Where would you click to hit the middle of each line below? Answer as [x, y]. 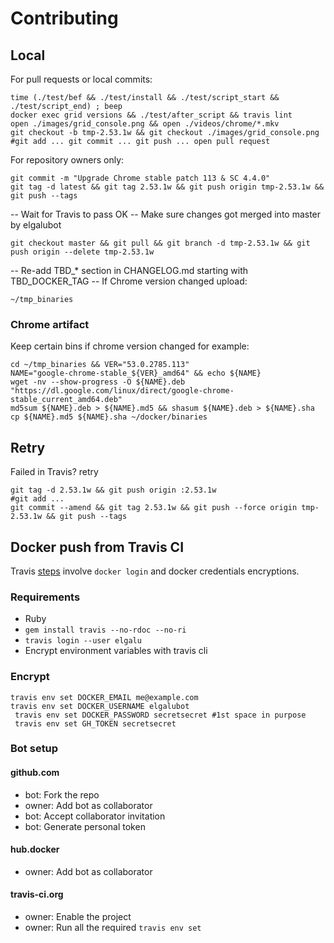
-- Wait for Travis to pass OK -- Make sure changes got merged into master [166, 214]
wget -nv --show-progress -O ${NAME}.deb [98, 382]
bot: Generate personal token [85, 826]
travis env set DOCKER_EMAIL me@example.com [104, 697]
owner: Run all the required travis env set [113, 928]
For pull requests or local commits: [81, 79]
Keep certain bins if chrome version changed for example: [130, 346]
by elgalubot [36, 225]
